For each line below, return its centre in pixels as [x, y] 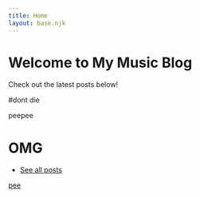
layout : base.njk [37, 23]
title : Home [28, 16]
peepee [21, 116]
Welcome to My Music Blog [100, 63]
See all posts [41, 170]
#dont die [24, 100]
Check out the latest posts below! [63, 85]
